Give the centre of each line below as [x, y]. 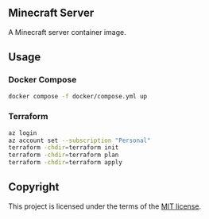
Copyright [34, 187]
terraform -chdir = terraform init [64, 148]
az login [23, 133]
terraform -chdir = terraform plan [64, 155]
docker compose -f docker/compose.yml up [78, 96]
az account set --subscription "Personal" [79, 140]
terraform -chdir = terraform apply [66, 163]
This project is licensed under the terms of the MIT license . [104, 206]
